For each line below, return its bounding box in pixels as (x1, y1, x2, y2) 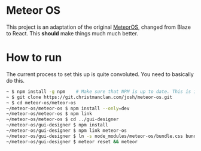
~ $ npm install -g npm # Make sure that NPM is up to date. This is (6, 88, 191, 95)
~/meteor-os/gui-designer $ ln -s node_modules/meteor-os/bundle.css (6, 133, 184, 139)
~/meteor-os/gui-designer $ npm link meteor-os (6, 128, 127, 134)
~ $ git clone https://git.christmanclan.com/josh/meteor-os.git (6, 94, 172, 100)
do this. (6, 77, 25, 84)
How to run (6, 51, 62, 65)
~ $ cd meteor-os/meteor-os (6, 99, 77, 105)
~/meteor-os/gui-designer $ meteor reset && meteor (6, 138, 138, 144)
